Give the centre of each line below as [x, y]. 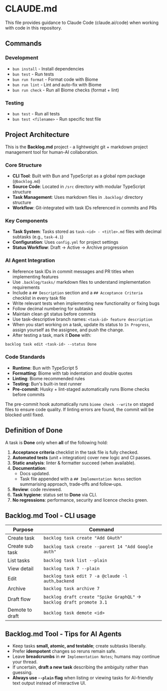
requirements [26, 287]
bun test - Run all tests [36, 113]
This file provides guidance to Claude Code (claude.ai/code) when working [82, 22]
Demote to [20, 610]
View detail [21, 569]
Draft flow [19, 599]
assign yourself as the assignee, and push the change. [68, 330]
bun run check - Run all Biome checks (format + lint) [66, 90]
